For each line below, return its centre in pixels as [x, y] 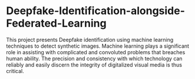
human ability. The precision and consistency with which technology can [94, 58]
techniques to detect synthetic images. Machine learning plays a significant [98, 46]
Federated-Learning [57, 23]
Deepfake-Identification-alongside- [96, 11]
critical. [15, 71]
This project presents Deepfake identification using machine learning [90, 39]
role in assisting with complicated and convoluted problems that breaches [96, 52]
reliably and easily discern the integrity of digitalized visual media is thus [94, 65]
